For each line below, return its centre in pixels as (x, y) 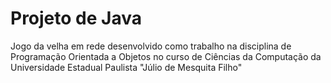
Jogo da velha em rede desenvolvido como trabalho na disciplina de (151, 46)
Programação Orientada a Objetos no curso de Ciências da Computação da (166, 56)
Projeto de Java (76, 18)
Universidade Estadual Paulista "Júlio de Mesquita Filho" (126, 67)
